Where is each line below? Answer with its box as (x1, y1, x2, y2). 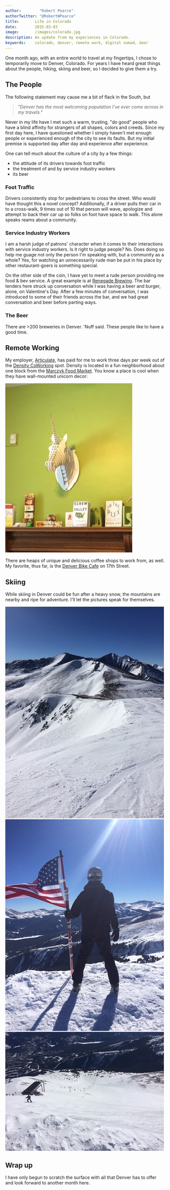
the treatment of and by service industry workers (12, 166, 116, 172)
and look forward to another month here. (5, 1180, 90, 1186)
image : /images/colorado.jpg (5, 29, 81, 35)
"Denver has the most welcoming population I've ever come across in (17, 104, 164, 110)
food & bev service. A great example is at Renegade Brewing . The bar (5, 278, 151, 284)
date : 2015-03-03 (5, 24, 58, 29)
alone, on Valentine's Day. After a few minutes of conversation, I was (5, 288, 149, 294)
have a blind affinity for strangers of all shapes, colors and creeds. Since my (5, 124, 165, 130)
